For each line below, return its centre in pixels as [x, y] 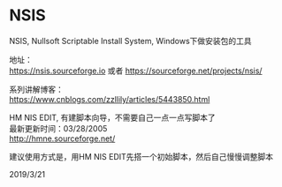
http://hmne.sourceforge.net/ [62, 138]
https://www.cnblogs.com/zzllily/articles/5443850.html [110, 99]
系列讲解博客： [36, 89]
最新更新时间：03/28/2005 [58, 128]
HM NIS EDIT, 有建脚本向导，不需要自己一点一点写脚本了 [113, 117]
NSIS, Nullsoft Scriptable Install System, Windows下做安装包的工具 [130, 41]
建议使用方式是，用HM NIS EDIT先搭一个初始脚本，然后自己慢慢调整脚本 [141, 156]
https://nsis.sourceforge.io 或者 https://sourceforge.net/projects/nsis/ [136, 71]
